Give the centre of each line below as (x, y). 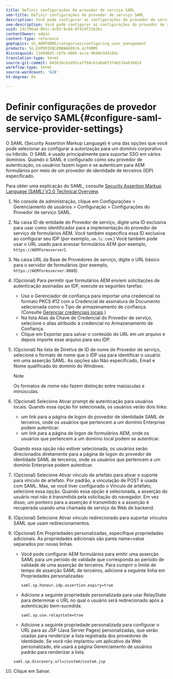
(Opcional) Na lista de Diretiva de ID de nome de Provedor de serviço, (87, 349)
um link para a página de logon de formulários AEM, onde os (85, 433)
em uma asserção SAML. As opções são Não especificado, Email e (84, 360)
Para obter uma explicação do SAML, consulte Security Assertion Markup (84, 186)
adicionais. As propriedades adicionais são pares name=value (79, 539)
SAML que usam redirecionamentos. (52, 523)
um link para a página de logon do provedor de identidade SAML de (93, 417)
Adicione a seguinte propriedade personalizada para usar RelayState (93, 595)
